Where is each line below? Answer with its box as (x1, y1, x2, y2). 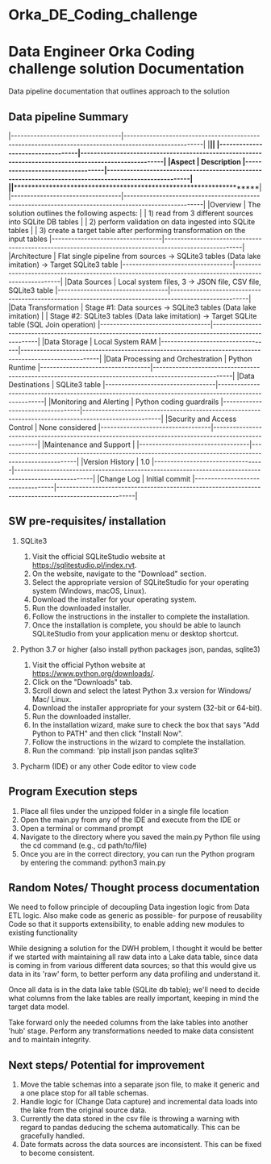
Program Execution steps (8, 785, 138, 799)
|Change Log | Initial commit (97, 474, 191, 483)
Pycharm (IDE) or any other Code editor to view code (19, 761, 197, 771)
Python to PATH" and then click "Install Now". (31, 728, 184, 738)
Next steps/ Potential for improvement (8, 1058, 205, 1072)
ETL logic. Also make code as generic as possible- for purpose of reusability (8, 911, 263, 920)
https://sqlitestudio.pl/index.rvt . (31, 560, 137, 569)
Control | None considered (8, 422, 97, 432)
